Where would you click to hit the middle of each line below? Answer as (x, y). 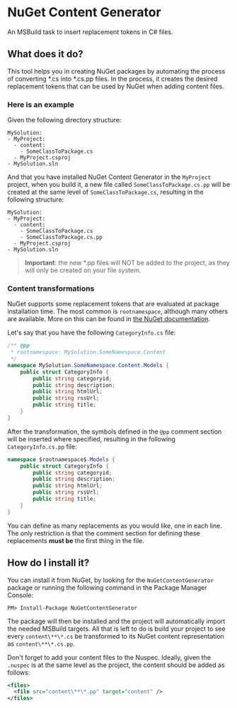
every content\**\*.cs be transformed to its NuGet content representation (116, 636)
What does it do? (45, 54)
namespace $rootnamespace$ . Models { (61, 459)
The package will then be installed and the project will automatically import (116, 621)
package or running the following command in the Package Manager (107, 587)
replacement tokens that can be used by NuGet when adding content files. (116, 86)
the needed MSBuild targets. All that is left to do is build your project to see (116, 628)
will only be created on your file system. (83, 270)
